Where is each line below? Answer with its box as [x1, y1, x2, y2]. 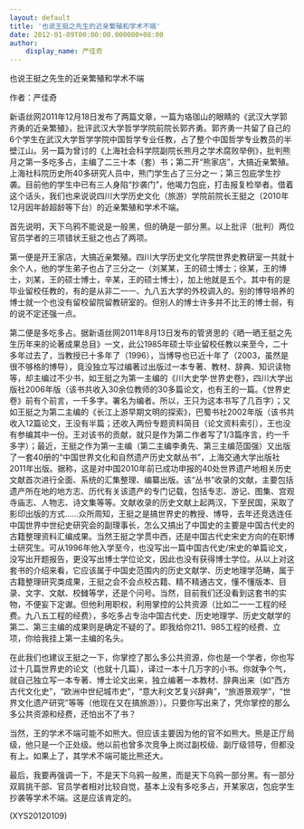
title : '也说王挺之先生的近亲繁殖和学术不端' [9, 22, 161, 31]
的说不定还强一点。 [9, 309, 81, 319]
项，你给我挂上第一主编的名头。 [9, 633, 128, 643]
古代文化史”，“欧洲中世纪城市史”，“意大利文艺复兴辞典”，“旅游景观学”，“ [9, 686, 283, 697]
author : [9, 38, 39, 48]
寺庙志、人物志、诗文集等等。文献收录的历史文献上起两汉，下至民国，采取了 [9, 497, 295, 508]
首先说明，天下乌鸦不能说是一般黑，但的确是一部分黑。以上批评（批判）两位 [9, 221, 295, 232]
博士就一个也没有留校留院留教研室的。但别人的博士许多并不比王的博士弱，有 [9, 297, 295, 308]
